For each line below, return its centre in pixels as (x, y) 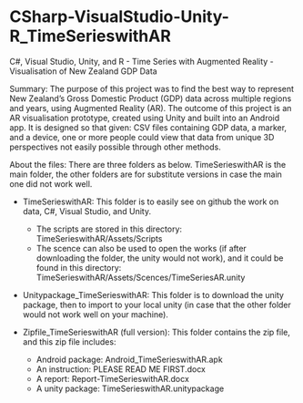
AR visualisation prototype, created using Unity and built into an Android (145, 118)
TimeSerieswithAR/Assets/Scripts (99, 238)
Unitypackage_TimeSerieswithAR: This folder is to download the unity (153, 294)
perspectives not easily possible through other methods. (115, 147)
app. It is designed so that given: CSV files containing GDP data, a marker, (148, 127)
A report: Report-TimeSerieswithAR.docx (112, 378)
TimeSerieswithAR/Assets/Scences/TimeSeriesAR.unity (141, 277)
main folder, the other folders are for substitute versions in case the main (146, 174)
